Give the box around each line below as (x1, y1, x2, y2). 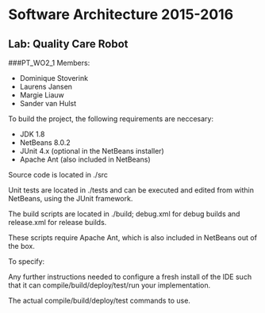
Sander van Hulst (19, 99, 77, 108)
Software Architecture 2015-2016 (8, 6, 234, 24)
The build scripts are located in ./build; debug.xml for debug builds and (8, 209, 240, 219)
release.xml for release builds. (8, 218, 107, 227)
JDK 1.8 (19, 129, 45, 139)
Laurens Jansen (19, 82, 73, 91)
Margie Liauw (19, 90, 65, 100)
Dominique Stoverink (19, 74, 89, 82)
